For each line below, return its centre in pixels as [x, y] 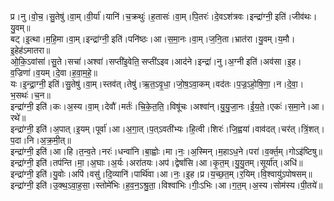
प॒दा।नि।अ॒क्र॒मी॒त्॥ [41, 140]
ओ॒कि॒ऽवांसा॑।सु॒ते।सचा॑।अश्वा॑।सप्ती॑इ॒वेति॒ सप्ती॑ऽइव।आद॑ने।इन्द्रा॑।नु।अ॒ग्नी [127, 61]
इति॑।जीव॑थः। [296, 16]
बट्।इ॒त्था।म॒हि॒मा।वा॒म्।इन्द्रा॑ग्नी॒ [60, 39]
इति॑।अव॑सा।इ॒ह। [274, 61]
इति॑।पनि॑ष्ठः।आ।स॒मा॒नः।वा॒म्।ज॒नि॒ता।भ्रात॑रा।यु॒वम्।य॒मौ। [203, 39]
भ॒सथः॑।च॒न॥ [30, 95]
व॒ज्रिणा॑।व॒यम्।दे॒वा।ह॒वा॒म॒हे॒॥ [54, 72]
